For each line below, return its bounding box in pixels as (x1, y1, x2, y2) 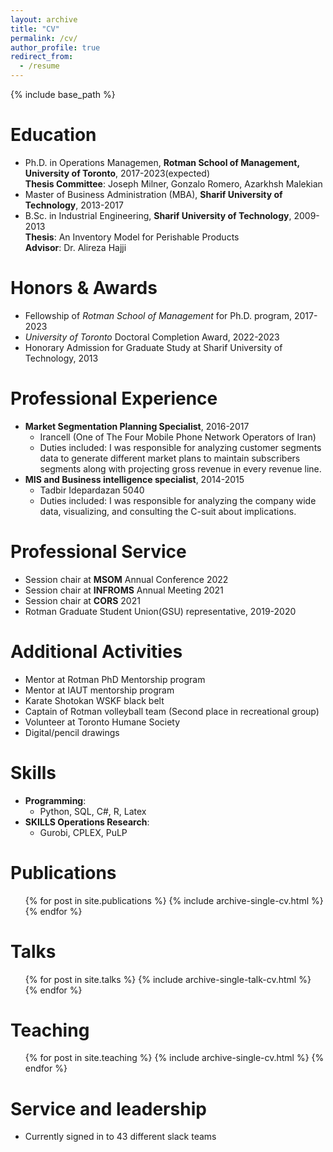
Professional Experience (10, 387, 218, 410)
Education (10, 124, 97, 146)
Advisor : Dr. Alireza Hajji (24, 241, 127, 253)
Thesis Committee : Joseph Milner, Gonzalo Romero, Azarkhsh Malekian (24, 177, 323, 190)
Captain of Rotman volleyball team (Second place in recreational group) (24, 705, 320, 717)
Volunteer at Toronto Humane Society (24, 716, 181, 728)
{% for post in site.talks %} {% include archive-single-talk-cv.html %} (24, 973, 312, 985)
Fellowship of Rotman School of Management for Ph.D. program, (24, 309, 292, 321)
